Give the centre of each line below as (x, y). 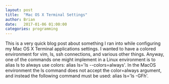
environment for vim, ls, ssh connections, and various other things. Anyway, (85, 54)
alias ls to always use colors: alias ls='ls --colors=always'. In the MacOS (81, 65)
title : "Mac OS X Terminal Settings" (46, 15)
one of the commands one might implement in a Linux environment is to (80, 60)
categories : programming (32, 29)
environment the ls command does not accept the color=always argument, (83, 71)
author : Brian (20, 19)
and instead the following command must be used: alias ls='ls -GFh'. (77, 76)
